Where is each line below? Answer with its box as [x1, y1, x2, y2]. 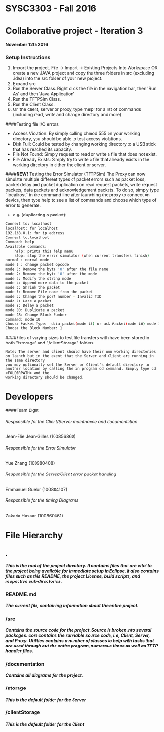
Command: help [5, 239, 35, 244]
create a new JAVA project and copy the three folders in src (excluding [12, 70, 155, 76]
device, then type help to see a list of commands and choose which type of [5, 197, 157, 203]
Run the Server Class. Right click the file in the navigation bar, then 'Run [12, 86, 157, 92]
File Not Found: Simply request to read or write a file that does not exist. [12, 151, 157, 157]
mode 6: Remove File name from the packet [5, 289, 93, 295]
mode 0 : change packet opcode [5, 262, 69, 267]
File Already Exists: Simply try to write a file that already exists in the [12, 157, 150, 163]
